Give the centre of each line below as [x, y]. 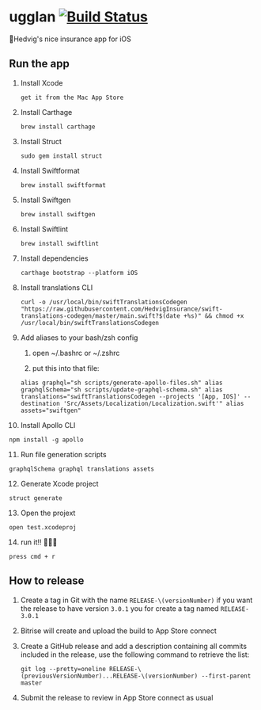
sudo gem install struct [61, 156]
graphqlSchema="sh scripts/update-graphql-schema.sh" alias [121, 389]
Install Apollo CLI [48, 425]
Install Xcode [42, 82]
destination [40, 403]
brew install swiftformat [63, 185]
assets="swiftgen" [51, 410]
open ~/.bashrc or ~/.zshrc [76, 353]
